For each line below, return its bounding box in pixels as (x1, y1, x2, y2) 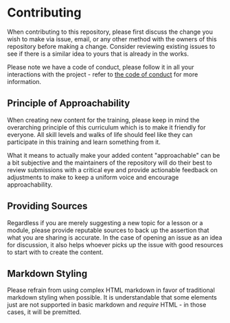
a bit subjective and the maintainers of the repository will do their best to (7, 158, 213, 167)
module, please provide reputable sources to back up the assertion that (7, 226, 209, 234)
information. (7, 77, 42, 85)
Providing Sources (7, 200, 88, 212)
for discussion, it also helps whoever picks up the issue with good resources (7, 240, 224, 249)
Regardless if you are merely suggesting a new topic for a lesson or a (7, 218, 203, 227)
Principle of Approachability (7, 98, 130, 110)
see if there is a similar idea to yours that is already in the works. (7, 50, 189, 58)
